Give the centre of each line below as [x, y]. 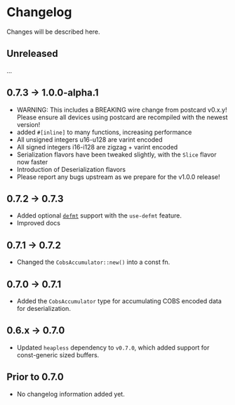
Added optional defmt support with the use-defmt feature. [99, 215]
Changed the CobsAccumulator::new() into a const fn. [93, 262]
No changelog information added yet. [71, 394]
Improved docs [39, 223]
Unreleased [33, 54]
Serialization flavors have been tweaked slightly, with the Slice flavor [116, 154]
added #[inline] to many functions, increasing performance [104, 132]
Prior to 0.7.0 [35, 377]
